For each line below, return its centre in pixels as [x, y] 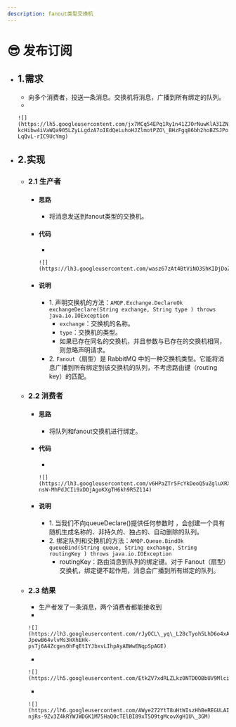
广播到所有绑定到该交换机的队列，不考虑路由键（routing [136, 367]
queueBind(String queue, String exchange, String [123, 548]
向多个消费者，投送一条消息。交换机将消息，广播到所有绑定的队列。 [126, 97]
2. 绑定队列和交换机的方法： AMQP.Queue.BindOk [116, 541]
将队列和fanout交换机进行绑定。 [95, 431]
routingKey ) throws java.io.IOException [110, 554]
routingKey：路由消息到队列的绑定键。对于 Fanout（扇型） [143, 562]
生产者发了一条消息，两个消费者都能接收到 [100, 607]
